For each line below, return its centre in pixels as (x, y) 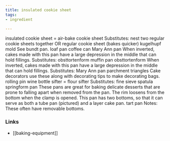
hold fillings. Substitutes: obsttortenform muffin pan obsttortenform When (82, 60)
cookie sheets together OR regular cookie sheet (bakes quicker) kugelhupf (83, 44)
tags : (11, 15)
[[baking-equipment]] (35, 133)
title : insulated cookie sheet (38, 10)
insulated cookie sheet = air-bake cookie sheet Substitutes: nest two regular (85, 38)
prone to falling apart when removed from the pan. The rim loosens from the (85, 93)
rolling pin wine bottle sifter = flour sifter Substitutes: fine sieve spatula (79, 81)
